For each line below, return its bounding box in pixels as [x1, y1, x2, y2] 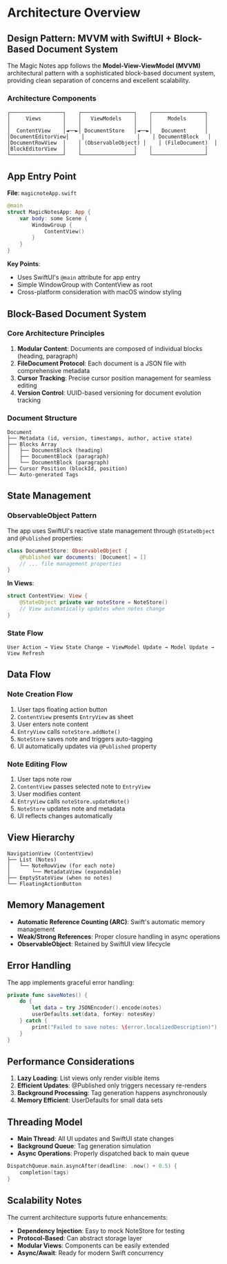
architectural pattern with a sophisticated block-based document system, [7, 69, 216, 77]
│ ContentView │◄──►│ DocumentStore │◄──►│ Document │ [7, 127, 208, 134]
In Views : [7, 579, 34, 588]
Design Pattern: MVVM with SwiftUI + [7, 33, 172, 44]
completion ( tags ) [19, 1169, 70, 1176]
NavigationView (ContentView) [7, 850, 95, 857]
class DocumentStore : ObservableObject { [7, 547, 128, 554]
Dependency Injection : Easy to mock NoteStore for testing [17, 1227, 185, 1235]
